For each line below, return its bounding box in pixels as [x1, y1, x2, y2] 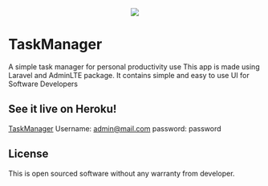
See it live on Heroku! [8, 102, 117, 116]
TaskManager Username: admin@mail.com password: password [8, 123, 222, 133]
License [8, 147, 49, 161]
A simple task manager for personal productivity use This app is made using [8, 61, 260, 72]
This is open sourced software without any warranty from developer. [8, 168, 235, 178]
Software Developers [8, 79, 79, 89]
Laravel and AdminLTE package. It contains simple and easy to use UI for [8, 70, 250, 80]
